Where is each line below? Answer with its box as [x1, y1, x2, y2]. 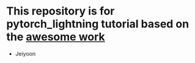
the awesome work [6, 30, 105, 44]
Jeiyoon [15, 50, 35, 57]
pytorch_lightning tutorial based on [6, 17, 189, 31]
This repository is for [6, 4, 115, 18]
